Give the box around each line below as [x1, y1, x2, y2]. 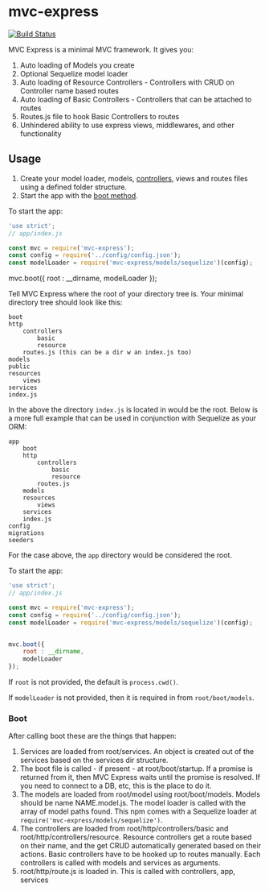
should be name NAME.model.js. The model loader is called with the [19, 798, 247, 808]
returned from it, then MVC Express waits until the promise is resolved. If [19, 773, 261, 782]
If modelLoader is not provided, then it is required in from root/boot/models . [8, 693, 255, 702]
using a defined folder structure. [19, 182, 127, 192]
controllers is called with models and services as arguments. [19, 858, 221, 868]
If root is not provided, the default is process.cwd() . [8, 678, 179, 686]
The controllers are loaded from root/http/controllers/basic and [19, 824, 229, 834]
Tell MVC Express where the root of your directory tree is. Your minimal [8, 289, 243, 299]
